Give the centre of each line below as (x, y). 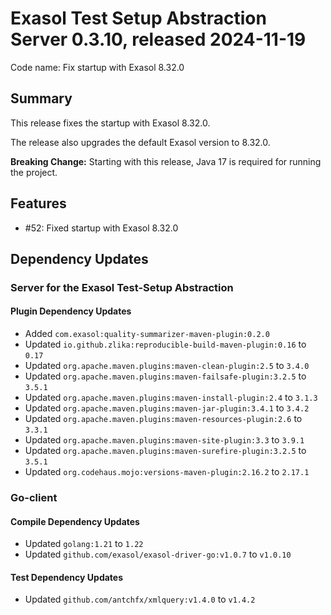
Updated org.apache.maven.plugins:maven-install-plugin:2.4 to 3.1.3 (171, 398)
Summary (41, 98)
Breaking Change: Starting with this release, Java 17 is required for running (166, 161)
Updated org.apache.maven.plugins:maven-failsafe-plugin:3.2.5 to (165, 376)
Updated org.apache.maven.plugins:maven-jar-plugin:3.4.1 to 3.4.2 (167, 408)
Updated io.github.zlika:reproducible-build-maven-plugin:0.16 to (165, 344)
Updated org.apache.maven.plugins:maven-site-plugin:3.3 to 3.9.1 (164, 440)
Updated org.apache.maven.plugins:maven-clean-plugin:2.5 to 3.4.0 (167, 366)
